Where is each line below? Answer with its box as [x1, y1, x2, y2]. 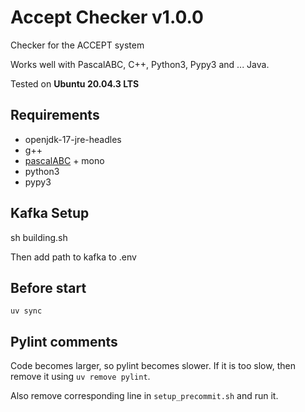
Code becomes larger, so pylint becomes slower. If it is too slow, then [10, 360, 296, 372]
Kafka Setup [10, 205, 90, 222]
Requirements [10, 107, 100, 124]
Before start [10, 279, 87, 296]
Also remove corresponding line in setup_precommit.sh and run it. [10, 390, 279, 402]
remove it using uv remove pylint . [10, 371, 151, 383]
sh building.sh [10, 231, 68, 243]
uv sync [10, 306, 43, 316]
